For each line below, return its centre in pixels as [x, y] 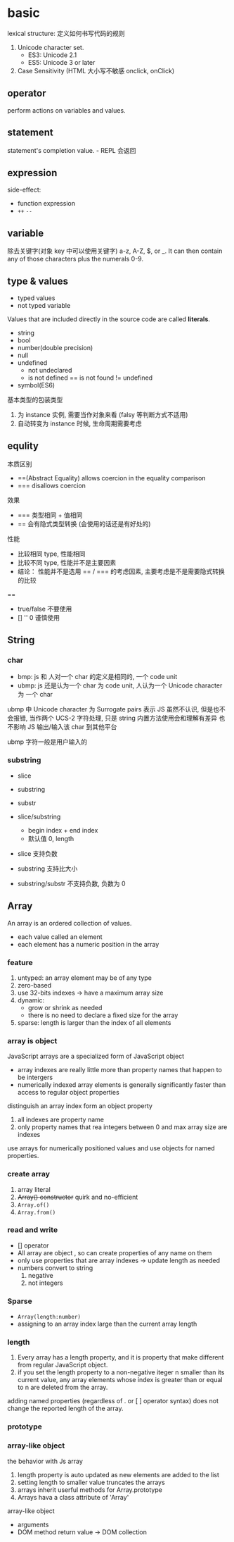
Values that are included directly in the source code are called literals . [109, 319]
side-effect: [24, 190]
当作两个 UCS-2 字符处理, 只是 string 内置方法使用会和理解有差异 [123, 718]
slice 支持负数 [38, 853]
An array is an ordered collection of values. [70, 923]
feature [20, 962]
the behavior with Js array [45, 1461]
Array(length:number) [49, 1317]
